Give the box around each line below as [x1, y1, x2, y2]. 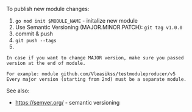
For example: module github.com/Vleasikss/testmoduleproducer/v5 [6, 71, 176, 77]
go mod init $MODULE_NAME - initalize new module [15, 17, 138, 24]
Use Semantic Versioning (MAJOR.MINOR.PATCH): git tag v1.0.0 [15, 24, 183, 31]
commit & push [15, 30, 54, 37]
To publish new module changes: [6, 6, 90, 12]
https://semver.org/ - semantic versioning [15, 99, 120, 106]
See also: [6, 87, 30, 94]
